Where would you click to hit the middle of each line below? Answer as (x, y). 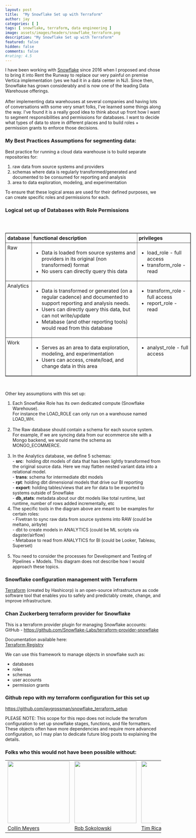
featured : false (22, 42)
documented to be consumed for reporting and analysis (69, 177)
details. (13, 739)
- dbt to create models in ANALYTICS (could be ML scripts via (75, 529)
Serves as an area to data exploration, (85, 347)
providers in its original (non (74, 258)
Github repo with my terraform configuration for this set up (77, 698)
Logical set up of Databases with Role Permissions (67, 210)
